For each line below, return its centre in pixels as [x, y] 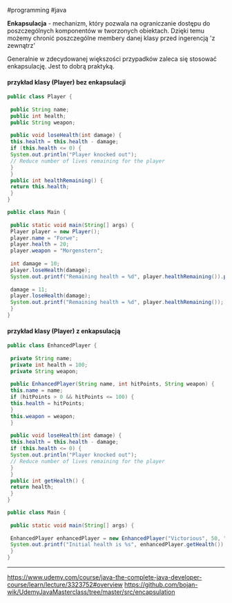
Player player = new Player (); [55, 231]
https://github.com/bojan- [161, 585]
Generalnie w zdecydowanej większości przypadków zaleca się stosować [112, 59]
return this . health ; [40, 187]
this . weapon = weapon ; [43, 416]
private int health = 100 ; [49, 365]
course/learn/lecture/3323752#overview [65, 585]
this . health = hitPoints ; [47, 404]
